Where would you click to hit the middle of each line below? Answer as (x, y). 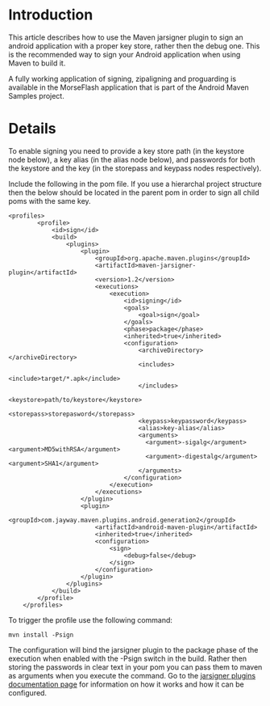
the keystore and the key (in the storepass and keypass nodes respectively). (135, 168)
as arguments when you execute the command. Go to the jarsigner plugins (132, 675)
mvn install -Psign (41, 635)
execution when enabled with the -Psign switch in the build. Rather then (128, 658)
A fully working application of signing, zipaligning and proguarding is (122, 78)
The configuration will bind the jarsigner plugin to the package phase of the (133, 649)
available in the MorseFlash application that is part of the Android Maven (129, 87)
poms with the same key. (50, 201)
